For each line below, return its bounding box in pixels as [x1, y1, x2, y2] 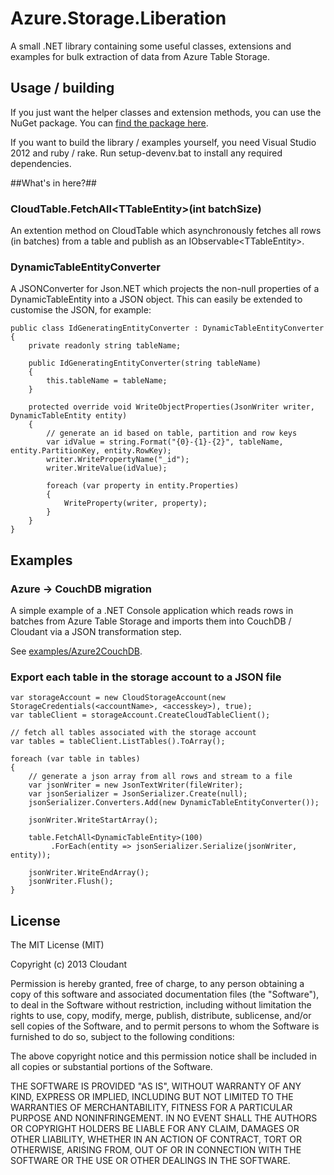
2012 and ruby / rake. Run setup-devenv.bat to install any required [10, 147, 283, 159]
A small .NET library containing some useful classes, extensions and [10, 40, 292, 52]
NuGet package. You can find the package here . [10, 117, 209, 129]
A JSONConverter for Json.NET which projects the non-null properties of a [10, 283, 320, 295]
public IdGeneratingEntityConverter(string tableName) [28, 358, 262, 369]
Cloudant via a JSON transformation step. [10, 626, 182, 638]
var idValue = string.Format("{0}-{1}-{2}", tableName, [46, 437, 284, 447]
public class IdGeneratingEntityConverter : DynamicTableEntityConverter [10, 323, 325, 334]
